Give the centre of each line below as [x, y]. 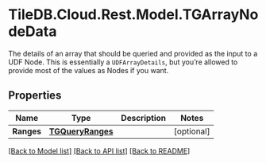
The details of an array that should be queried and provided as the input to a [133, 53]
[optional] [192, 131]
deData [33, 31]
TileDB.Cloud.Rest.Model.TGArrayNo [133, 15]
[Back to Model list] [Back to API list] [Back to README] [99, 151]
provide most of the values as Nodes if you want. [89, 70]
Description [144, 118]
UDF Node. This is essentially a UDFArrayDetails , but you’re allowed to [123, 62]
